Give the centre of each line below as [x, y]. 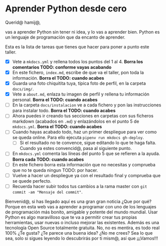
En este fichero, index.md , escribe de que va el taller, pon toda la [78, 73]
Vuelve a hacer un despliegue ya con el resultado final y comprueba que [86, 175]
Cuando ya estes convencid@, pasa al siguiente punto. [76, 148]
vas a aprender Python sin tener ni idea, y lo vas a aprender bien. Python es [83, 32]
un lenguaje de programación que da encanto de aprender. [65, 37]
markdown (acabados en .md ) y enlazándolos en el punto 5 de [76, 121]
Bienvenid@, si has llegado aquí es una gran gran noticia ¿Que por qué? [79, 201]
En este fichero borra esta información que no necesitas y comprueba [84, 164]
